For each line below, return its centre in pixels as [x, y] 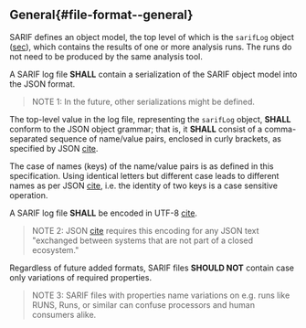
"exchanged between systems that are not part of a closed [142, 240]
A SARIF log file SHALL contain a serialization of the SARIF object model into [153, 74]
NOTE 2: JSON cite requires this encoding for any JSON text [145, 230]
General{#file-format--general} [101, 15]
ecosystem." [55, 249]
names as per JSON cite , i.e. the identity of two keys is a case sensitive [144, 185]
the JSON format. [42, 84]
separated [29, 138]
